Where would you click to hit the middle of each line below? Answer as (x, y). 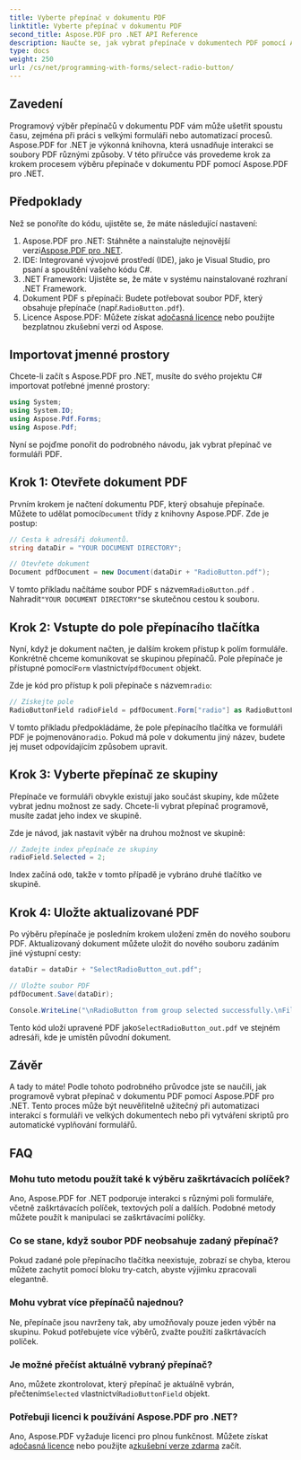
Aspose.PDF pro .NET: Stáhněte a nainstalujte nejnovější (126, 241)
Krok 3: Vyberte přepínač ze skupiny (114, 774)
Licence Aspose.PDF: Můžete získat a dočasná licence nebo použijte (148, 317)
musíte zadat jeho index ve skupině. (75, 815)
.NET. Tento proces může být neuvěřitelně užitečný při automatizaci (134, 1106)
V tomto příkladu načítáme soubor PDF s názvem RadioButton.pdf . (132, 590)
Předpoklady (46, 202)
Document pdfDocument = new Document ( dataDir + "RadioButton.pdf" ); (140, 572)
